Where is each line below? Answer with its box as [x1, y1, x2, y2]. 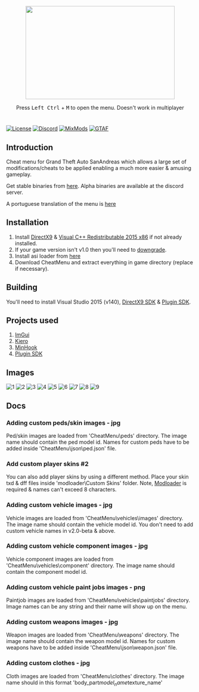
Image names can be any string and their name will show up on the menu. [6, 603, 188, 610]
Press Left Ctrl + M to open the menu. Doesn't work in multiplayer [15, 104, 185, 111]
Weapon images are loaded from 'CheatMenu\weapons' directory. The [6, 631, 180, 638]
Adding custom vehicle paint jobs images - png [6, 583, 146, 591]
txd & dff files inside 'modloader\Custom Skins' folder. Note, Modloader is [6, 480, 187, 487]
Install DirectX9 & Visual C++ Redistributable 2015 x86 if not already [14, 233, 182, 240]
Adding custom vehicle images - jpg [6, 501, 113, 509]
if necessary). [14, 265, 49, 272]
